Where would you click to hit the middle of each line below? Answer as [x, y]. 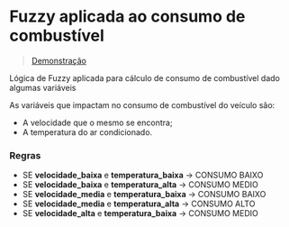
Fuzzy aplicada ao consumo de [127, 17]
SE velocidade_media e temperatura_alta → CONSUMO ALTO [139, 204]
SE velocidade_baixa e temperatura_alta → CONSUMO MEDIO [140, 185]
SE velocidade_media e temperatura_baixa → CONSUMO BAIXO [144, 195]
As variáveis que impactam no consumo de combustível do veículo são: [142, 104]
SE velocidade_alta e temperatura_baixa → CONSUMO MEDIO [140, 213]
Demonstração [59, 60]
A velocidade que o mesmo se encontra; [97, 123]
